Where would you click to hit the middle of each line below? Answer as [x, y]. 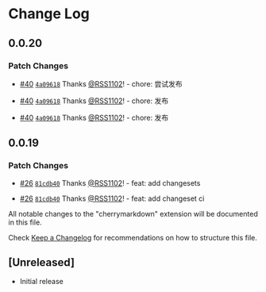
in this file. [25, 222]
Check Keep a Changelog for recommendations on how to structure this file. [133, 237]
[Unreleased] [42, 262]
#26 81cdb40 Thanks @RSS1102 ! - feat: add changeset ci [112, 198]
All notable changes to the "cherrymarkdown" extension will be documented [133, 213]
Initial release [41, 282]
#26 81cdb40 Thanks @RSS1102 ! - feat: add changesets [110, 182]
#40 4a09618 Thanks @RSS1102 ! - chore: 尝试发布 [101, 83]
